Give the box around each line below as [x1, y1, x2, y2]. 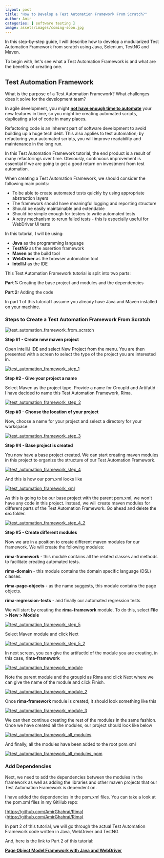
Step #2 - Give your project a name [5, 376, 77, 381]
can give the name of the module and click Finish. [5, 679, 105, 685]
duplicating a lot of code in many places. [5, 116, 87, 122]
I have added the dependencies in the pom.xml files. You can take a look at [5, 794, 156, 800]
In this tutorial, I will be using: [5, 230, 64, 236]
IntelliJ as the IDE [12, 261, 48, 267]
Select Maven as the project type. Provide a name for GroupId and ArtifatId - [5, 385, 159, 391]
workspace [5, 423, 28, 430]
